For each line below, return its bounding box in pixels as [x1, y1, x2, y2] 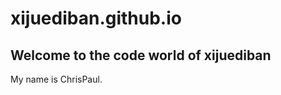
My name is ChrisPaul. [10, 73, 103, 85]
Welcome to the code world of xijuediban [10, 47, 272, 64]
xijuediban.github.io [10, 7, 182, 30]
